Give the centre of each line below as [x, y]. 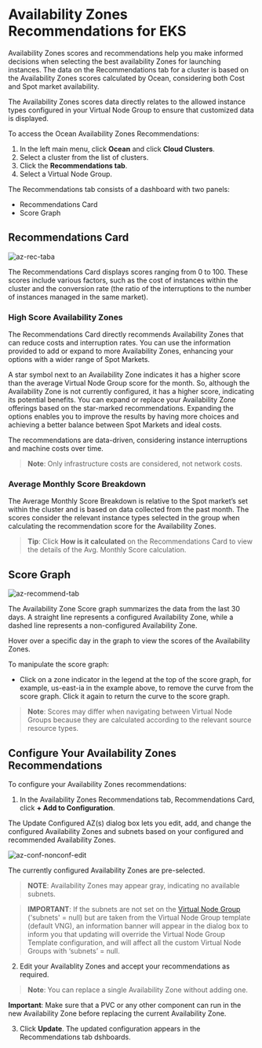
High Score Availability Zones [65, 317]
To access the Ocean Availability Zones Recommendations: [104, 133]
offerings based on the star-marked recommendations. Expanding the [121, 408]
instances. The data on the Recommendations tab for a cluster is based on [129, 69]
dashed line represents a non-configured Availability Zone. [103, 625]
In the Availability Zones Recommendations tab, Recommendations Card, [137, 799]
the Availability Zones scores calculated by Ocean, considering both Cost [127, 78]
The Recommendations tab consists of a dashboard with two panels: [119, 189]
